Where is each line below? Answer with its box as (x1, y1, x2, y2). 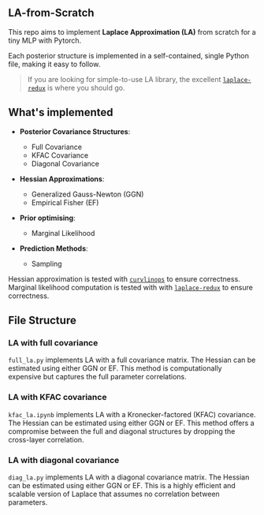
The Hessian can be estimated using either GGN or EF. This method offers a (8, 418, 255, 427)
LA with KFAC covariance (8, 392, 107, 403)
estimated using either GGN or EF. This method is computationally (8, 364, 222, 373)
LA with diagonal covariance (8, 454, 120, 465)
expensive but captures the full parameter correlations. (8, 372, 187, 382)
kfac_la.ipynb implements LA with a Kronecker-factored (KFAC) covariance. (8, 409, 256, 419)
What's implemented (8, 106, 113, 119)
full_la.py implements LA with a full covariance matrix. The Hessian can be (8, 355, 256, 365)
